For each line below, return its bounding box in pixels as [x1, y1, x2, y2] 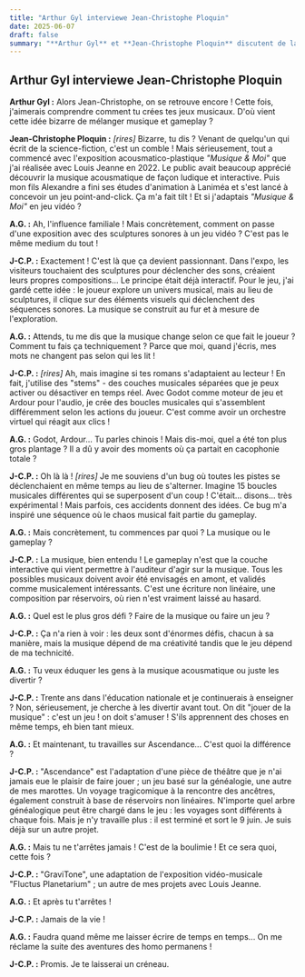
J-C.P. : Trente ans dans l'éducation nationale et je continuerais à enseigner [9, 693, 294, 703]
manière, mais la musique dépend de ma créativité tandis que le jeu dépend [9, 638, 292, 649]
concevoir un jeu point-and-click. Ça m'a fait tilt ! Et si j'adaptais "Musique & [9, 192, 295, 203]
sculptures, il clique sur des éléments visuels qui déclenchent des [9, 294, 256, 305]
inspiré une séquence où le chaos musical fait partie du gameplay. [9, 510, 257, 521]
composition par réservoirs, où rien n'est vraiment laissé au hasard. [9, 593, 261, 604]
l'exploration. [9, 314, 59, 324]
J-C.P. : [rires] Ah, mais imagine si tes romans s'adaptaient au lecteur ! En [9, 368, 286, 379]
